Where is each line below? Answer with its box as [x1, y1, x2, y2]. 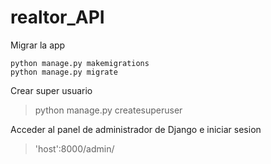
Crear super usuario [10, 84, 93, 96]
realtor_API [10, 6, 105, 29]
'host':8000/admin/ [34, 142, 115, 155]
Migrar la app [10, 39, 66, 51]
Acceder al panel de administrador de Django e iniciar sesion [10, 123, 262, 135]
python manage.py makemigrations [10, 58, 150, 68]
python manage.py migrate [10, 67, 118, 77]
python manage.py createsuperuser [34, 104, 183, 116]
